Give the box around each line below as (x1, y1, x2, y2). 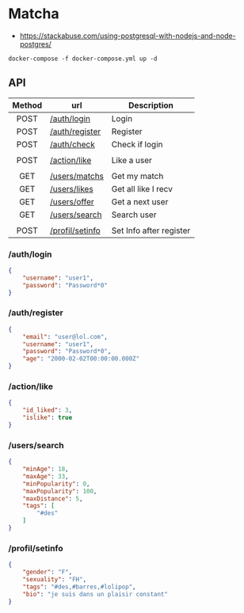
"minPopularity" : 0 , (22, 480, 90, 488)
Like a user (111, 154, 153, 166)
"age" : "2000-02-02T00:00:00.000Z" (22, 355, 140, 363)
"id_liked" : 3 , (22, 406, 73, 414)
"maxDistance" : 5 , (22, 494, 83, 503)
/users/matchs (50, 170, 105, 181)
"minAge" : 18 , (22, 465, 69, 474)
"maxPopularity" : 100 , (22, 487, 97, 495)
